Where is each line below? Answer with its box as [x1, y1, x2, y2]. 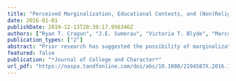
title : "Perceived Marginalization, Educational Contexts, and [7, 10, 197, 18]
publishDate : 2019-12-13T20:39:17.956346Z [7, 23, 133, 30]
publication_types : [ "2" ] [7, 37, 83, 44]
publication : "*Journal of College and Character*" [7, 56, 162, 63]
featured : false [7, 50, 55, 57]
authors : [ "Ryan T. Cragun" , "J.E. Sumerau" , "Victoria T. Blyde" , [7, 30, 209, 37]
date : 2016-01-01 [7, 17, 58, 24]
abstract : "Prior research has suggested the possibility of [7, 43, 190, 50]
